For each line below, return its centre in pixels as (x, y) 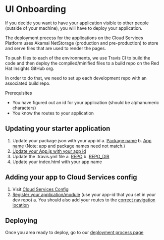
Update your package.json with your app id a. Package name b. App (82, 140)
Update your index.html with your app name (57, 162)
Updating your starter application (58, 129)
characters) (24, 108)
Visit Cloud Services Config (40, 189)
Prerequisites (19, 93)
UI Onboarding (36, 9)
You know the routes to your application (53, 113)
